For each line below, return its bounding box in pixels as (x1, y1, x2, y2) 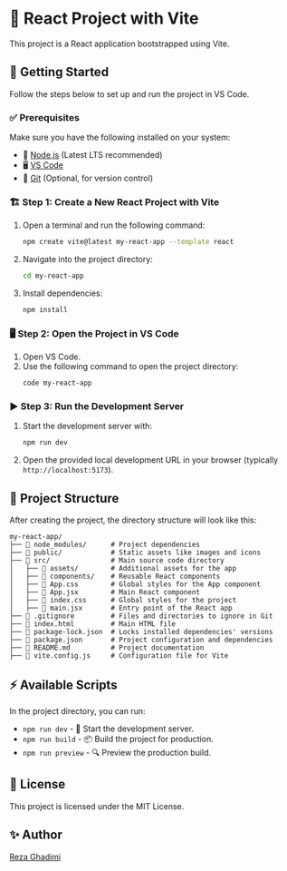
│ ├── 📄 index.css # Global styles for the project (9, 596, 237, 605)
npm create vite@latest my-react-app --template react (22, 238, 234, 247)
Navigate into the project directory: (22, 254, 154, 265)
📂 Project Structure (9, 490, 120, 506)
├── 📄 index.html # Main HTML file (9, 620, 177, 629)
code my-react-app (22, 378, 92, 388)
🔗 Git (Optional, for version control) (22, 172, 154, 184)
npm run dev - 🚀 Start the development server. (22, 723, 195, 734)
